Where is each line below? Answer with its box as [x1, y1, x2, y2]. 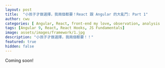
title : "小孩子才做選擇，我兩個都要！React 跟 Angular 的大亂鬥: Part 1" [5, 12, 148, 17]
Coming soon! [5, 57, 34, 63]
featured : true [5, 39, 37, 44]
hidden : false [5, 44, 35, 49]
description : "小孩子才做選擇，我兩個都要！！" [5, 35, 94, 40]
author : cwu [5, 16, 30, 21]
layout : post [5, 7, 32, 12]
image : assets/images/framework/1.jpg [5, 30, 85, 35]
